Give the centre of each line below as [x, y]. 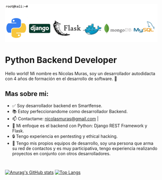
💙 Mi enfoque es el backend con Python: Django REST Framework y [80, 126]
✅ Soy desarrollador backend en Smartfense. [57, 105]
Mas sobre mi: [27, 94]
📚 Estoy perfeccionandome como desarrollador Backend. [70, 111]
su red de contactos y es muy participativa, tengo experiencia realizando [85, 148]
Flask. [18, 131]
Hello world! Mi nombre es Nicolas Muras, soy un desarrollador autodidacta [80, 73]
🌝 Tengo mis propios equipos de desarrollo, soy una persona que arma [83, 143]
